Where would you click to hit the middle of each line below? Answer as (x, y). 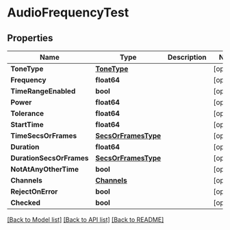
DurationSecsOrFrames (50, 158)
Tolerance (27, 113)
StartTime (27, 125)
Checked (26, 203)
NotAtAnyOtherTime (44, 169)
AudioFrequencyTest (68, 13)
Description (187, 57)
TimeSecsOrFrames (44, 136)
